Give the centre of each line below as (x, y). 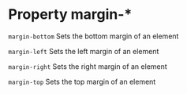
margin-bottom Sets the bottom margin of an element (93, 36)
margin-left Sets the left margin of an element (84, 51)
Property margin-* (70, 14)
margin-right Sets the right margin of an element (88, 66)
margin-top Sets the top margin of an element (82, 81)
